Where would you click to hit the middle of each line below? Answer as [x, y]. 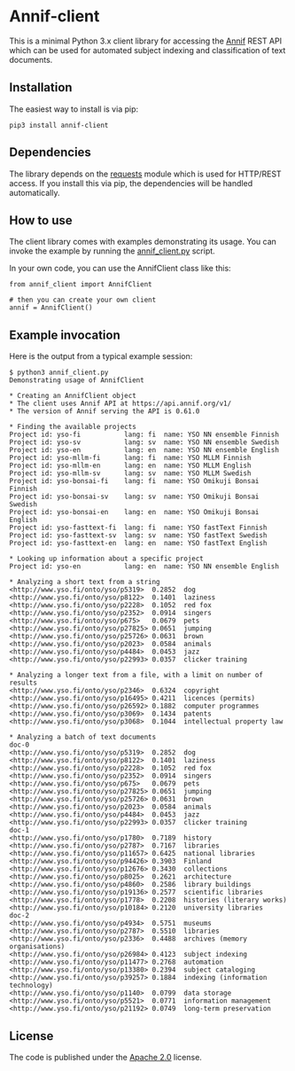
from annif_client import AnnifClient [81, 285]
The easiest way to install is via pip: [74, 109]
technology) [31, 986]
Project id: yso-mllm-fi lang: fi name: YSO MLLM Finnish [130, 458]
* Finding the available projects [73, 427]
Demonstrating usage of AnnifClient [77, 380]
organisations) [37, 947]
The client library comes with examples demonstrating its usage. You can [143, 242]
